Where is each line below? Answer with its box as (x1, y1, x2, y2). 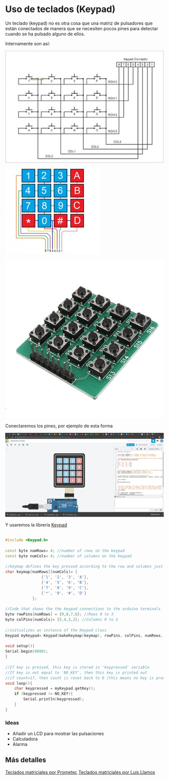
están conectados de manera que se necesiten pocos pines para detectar (5, 25, 158, 31)
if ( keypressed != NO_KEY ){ (14, 691, 73, 697)
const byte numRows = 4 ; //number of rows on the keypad (5, 548, 125, 553)
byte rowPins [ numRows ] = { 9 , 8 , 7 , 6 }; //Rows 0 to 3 (5, 612, 114, 617)
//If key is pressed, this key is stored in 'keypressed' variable (5, 665, 150, 670)
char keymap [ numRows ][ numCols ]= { (5, 569, 78, 574)
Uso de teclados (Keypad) (5, 4, 116, 15)
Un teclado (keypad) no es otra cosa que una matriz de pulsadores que (5, 20, 153, 26)
